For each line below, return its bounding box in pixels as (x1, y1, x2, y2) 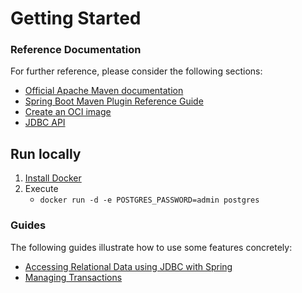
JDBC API (24, 117, 66, 129)
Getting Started (10, 7, 142, 30)
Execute (24, 183, 59, 195)
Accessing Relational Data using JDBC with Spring (24, 260, 233, 272)
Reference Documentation (10, 43, 142, 57)
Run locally (10, 145, 82, 162)
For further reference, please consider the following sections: (10, 65, 263, 77)
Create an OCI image (24, 106, 112, 118)
